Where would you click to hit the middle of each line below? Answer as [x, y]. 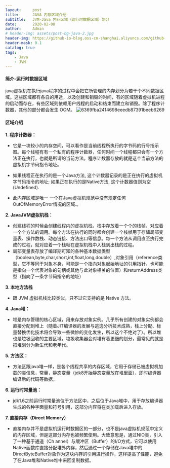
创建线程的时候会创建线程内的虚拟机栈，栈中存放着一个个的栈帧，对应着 [88, 226]
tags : [11, 52]
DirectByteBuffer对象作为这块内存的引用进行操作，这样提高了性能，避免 [88, 454]
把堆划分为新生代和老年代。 [41, 345]
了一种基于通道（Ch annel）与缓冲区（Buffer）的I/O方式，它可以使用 [84, 441]
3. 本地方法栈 [19, 287]
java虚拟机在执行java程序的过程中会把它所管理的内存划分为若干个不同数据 [82, 91]
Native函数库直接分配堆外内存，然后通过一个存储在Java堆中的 [77, 447]
